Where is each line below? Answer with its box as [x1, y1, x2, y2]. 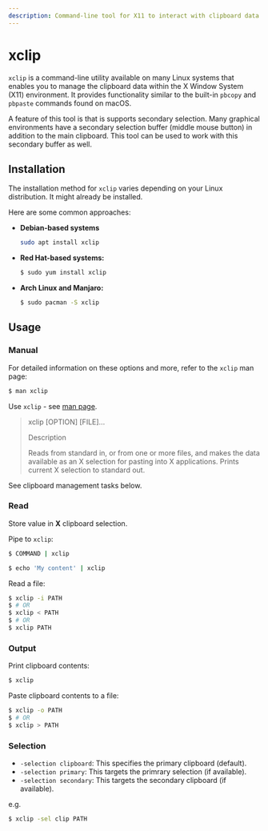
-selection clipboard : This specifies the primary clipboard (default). [19, 758, 247, 769]
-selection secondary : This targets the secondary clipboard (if [19, 776, 226, 785]
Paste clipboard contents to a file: [8, 691, 119, 701]
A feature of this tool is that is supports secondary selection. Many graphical [8, 114, 260, 123]
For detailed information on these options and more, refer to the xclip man [8, 363, 254, 372]
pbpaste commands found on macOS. [8, 98, 132, 108]
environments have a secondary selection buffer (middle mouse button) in [8, 122, 253, 132]
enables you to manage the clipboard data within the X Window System [8, 81, 244, 90]
